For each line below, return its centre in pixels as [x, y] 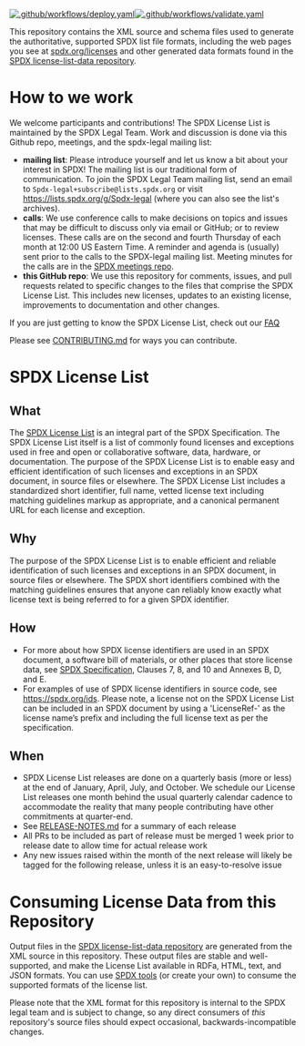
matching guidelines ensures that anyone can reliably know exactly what [146, 590]
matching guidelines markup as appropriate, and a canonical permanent [144, 500]
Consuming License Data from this [143, 902]
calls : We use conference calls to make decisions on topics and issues [155, 218]
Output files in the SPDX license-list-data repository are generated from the [151, 947]
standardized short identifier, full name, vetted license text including [137, 490]
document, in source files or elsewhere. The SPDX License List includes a [147, 481]
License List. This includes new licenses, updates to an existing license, [157, 295]
